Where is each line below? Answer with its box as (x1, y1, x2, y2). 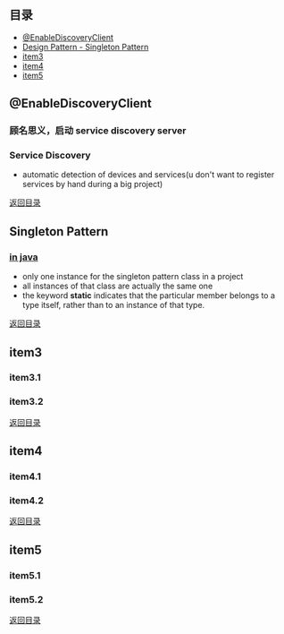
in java (9, 251, 38, 263)
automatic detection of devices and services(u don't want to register (21, 169, 275, 180)
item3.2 (9, 396, 44, 408)
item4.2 (9, 494, 45, 507)
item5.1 (9, 569, 41, 581)
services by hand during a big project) (21, 179, 163, 190)
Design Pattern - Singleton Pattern (21, 41, 149, 52)
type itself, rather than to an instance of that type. (21, 300, 205, 311)
